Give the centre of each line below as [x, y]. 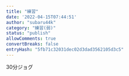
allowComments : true [31, 39]
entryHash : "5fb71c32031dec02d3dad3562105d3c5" [65, 50]
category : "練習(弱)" [31, 28]
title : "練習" [22, 11]
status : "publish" [28, 33]
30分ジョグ [20, 67]
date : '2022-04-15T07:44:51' [41, 17]
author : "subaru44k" [31, 22]
